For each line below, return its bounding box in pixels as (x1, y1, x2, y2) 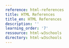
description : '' (5, 21, 39, 26)
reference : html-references (5, 7, 64, 12)
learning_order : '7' (5, 26, 49, 31)
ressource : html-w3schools (5, 30, 62, 35)
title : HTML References (5, 12, 55, 17)
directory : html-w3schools (5, 35, 62, 40)
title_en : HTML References (5, 16, 62, 21)
